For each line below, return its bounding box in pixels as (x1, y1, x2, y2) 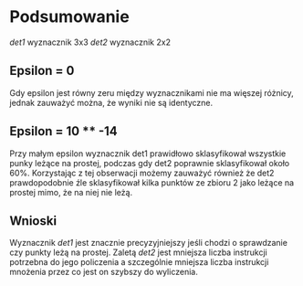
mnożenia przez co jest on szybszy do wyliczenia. (9, 267, 198, 278)
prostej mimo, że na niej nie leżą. (9, 186, 133, 197)
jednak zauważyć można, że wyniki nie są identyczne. (9, 97, 214, 108)
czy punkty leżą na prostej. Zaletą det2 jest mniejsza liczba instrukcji (9, 247, 267, 258)
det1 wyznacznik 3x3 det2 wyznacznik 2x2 (9, 37, 172, 48)
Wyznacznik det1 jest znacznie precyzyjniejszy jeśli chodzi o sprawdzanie (9, 238, 287, 249)
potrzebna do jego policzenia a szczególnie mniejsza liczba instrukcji (9, 257, 269, 268)
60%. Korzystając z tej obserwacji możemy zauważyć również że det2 (9, 167, 275, 178)
